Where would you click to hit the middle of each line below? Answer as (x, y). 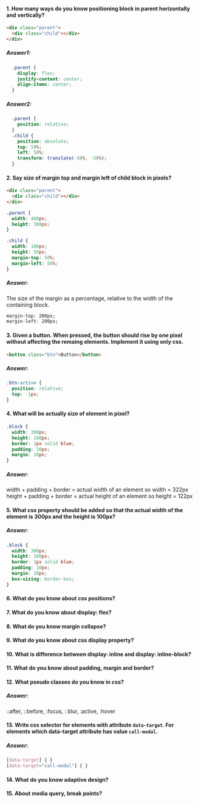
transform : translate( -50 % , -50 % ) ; (62, 158)
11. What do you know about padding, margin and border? (80, 668)
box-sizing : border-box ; (43, 579)
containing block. (28, 305)
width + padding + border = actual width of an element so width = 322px (97, 490)
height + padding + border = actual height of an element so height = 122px (99, 496)
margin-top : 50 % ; (34, 258)
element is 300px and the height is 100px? (61, 516)
